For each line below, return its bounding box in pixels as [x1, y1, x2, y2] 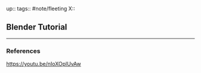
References [6, 47, 41, 55]
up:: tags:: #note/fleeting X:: [6, 5, 75, 12]
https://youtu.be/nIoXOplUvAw [6, 61, 81, 68]
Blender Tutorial [6, 22, 68, 32]
